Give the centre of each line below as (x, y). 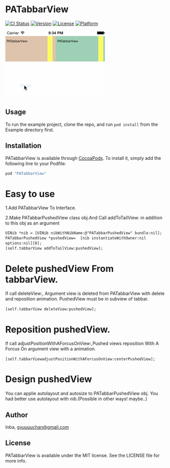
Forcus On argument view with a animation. (50, 349)
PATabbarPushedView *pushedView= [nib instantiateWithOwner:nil (76, 238)
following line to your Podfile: (36, 163)
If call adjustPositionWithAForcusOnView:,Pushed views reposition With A (82, 343)
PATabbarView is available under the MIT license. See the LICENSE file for (82, 455)
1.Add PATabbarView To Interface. (41, 208)
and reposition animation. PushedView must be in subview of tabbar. (77, 299)
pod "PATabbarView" (26, 173)
